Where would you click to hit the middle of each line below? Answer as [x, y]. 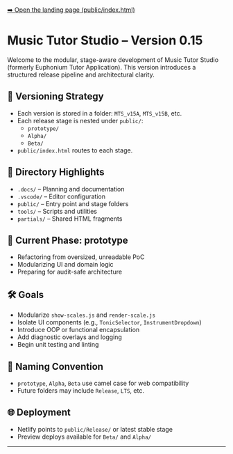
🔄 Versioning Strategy [55, 96]
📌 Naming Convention [55, 367]
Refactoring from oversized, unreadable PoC [81, 257]
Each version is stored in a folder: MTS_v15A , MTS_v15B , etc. [100, 113]
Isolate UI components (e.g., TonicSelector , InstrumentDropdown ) [110, 322]
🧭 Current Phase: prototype [68, 240]
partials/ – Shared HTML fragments [70, 219]
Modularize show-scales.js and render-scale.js [86, 315]
